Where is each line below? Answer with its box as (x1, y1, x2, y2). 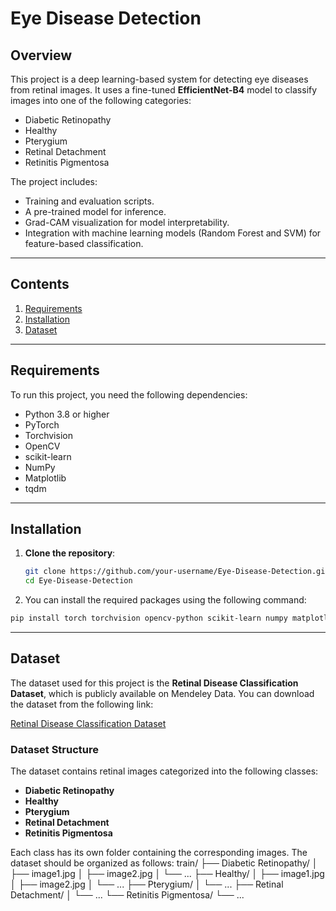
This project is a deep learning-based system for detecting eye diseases (10, 73, 309, 85)
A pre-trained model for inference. (24, 206, 167, 217)
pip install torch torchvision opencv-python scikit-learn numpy (10, 613, 288, 624)
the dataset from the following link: (10, 698, 154, 710)
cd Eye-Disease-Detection (24, 576, 133, 586)
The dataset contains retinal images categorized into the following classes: (10, 765, 319, 777)
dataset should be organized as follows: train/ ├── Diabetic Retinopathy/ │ (10, 857, 318, 869)
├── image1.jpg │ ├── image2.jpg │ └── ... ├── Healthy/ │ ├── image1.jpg (10, 868, 325, 880)
